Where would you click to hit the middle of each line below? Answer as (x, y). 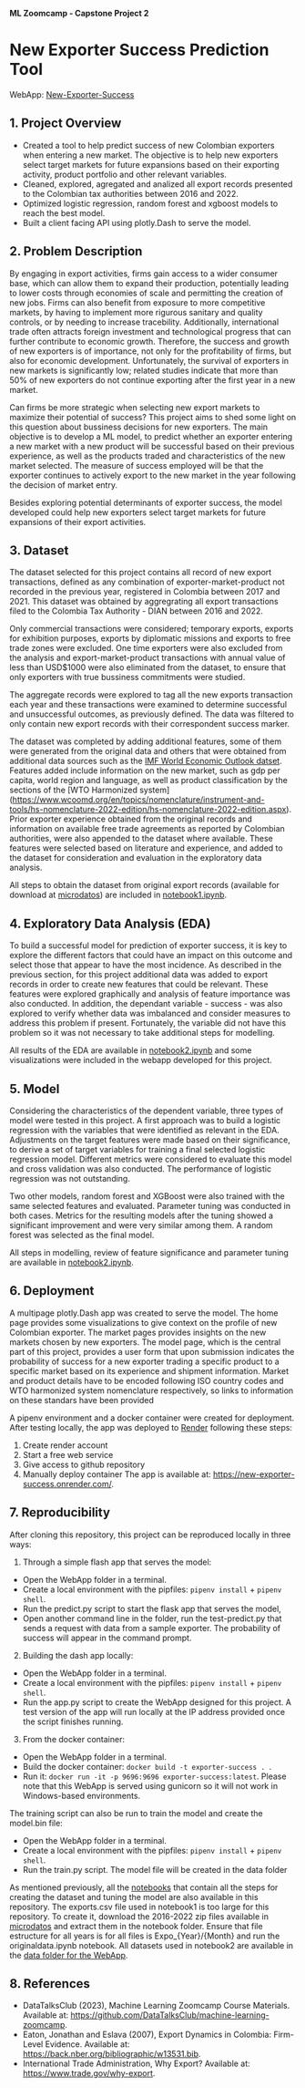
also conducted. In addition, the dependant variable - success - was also (146, 1004)
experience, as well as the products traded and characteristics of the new (147, 456)
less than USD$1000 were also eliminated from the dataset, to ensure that (148, 667)
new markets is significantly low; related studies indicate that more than (144, 370)
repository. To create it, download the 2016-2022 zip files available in (139, 1916)
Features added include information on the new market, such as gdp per (145, 770)
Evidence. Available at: (87, 2044)
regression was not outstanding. (70, 1178)
